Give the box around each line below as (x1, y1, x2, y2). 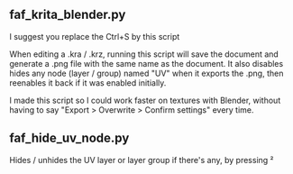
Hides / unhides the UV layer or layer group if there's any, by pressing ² (9, 154, 274, 165)
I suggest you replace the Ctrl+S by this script (9, 31, 180, 41)
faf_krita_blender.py (9, 7, 126, 23)
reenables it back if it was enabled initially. (9, 77, 167, 88)
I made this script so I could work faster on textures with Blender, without (9, 95, 281, 105)
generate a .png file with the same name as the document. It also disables (9, 58, 284, 69)
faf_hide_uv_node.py (9, 131, 130, 146)
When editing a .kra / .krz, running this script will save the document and (9, 49, 279, 60)
